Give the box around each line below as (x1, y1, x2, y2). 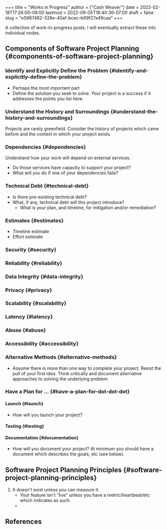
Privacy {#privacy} (5, 287, 52, 294)
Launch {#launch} (5, 401, 44, 407)
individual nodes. (5, 30, 40, 36)
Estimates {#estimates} (5, 217, 64, 224)
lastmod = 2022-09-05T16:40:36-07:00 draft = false (45, 10, 154, 16)
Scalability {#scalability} (5, 300, 66, 307)
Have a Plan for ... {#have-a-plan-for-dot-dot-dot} (5, 388, 130, 395)
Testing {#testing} (5, 423, 44, 429)
